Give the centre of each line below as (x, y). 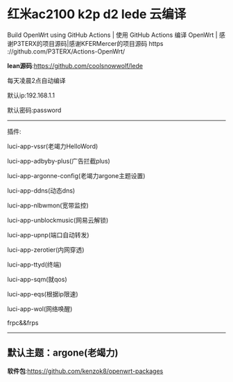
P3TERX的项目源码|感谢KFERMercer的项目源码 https (88, 43)
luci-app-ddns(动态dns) (41, 190)
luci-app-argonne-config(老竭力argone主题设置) (76, 175)
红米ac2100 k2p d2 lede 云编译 (97, 14)
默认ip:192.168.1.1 (31, 95)
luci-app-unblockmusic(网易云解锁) (58, 220)
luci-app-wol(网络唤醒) (40, 309)
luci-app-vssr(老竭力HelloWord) (53, 146)
